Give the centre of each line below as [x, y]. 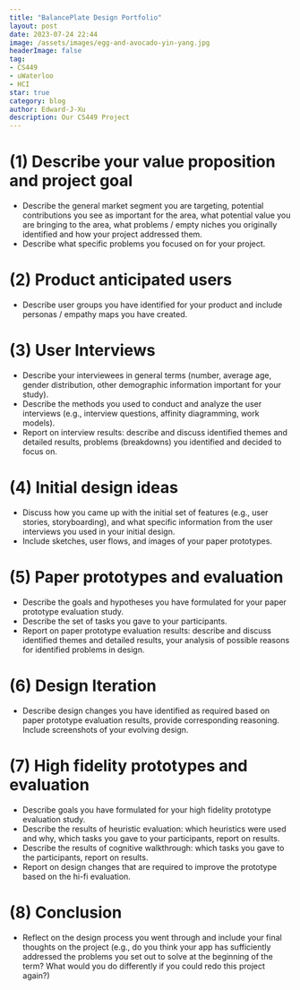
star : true [30, 92]
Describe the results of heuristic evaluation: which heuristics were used [154, 829]
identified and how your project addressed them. [112, 235]
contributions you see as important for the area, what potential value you [156, 215]
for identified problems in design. [83, 650]
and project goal [71, 181]
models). [39, 423]
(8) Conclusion [66, 913]
